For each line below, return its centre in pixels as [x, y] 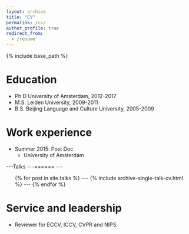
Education [31, 80]
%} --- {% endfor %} [40, 184]
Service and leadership [64, 208]
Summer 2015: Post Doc [44, 149]
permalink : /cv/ [26, 22]
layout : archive [26, 12]
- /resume [23, 39]
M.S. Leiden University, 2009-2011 [56, 102]
